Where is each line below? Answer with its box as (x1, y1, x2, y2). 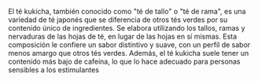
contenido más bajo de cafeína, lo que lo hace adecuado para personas (8, 57, 241, 66)
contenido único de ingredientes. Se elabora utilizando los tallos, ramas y (8, 24, 245, 32)
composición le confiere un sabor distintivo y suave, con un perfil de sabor (8, 40, 251, 50)
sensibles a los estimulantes (8, 65, 100, 74)
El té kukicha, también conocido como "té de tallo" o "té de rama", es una (8, 7, 246, 16)
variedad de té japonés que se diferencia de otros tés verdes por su (8, 15, 228, 24)
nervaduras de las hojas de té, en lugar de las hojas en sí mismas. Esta (8, 31, 238, 41)
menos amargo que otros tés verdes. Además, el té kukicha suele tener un (8, 49, 249, 57)
